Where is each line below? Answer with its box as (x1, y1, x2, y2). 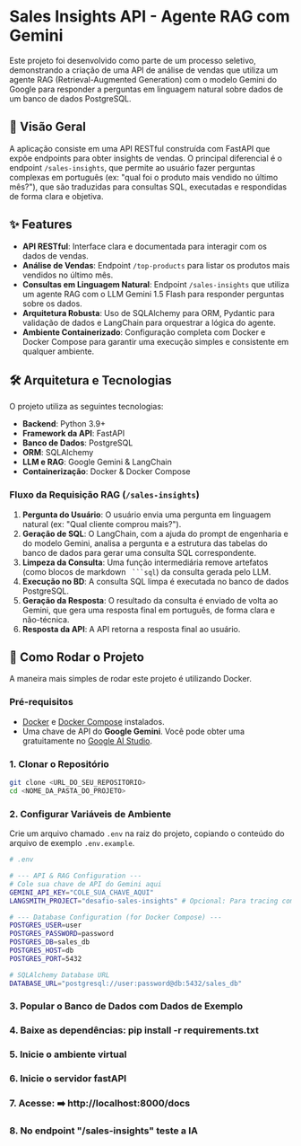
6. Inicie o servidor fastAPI (9, 1072, 127, 1085)
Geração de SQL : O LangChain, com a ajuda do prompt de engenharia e (21, 528, 288, 539)
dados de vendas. (21, 250, 90, 261)
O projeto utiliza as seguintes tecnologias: (9, 401, 164, 412)
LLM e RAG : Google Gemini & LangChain (21, 456, 172, 468)
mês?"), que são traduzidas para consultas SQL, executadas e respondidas (9, 181, 288, 192)
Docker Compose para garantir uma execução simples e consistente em (21, 336, 289, 347)
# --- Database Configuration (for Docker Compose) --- (9, 912, 222, 921)
